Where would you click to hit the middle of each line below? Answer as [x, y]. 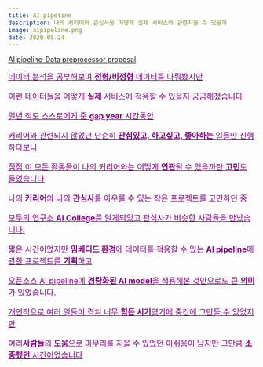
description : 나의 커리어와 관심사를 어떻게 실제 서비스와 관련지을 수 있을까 [118, 23]
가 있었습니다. [32, 293]
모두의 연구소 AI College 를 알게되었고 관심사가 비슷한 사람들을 [118, 218]
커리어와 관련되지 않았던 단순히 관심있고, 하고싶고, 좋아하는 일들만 [123, 136]
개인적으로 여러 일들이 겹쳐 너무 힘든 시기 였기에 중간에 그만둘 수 [119, 312]
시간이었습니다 [57, 355]
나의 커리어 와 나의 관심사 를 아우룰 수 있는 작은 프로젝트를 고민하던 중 [128, 198]
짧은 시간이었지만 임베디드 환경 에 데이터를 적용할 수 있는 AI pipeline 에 [131, 249]
